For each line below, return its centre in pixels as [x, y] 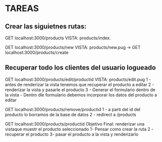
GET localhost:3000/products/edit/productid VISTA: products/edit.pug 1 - [78, 79]
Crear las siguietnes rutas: [46, 26]
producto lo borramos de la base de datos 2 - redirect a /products [71, 114]
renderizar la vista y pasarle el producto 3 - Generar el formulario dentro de [80, 90]
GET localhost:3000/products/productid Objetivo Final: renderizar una [75, 124]
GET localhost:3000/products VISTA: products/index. [58, 38]
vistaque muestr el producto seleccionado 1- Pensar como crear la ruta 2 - [79, 129]
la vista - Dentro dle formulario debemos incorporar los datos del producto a [81, 95]
